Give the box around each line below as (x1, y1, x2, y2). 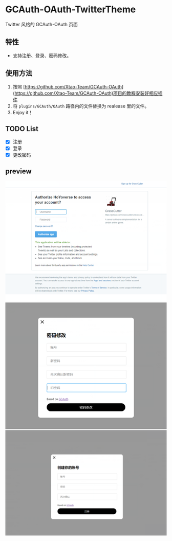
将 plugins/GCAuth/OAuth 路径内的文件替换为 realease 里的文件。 (12, 103, 149, 109)
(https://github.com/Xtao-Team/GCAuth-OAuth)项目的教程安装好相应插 (12, 90, 163, 96)
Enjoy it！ (12, 109, 33, 115)
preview (5, 167, 32, 175)
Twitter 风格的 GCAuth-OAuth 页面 (5, 21, 78, 27)
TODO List (5, 124, 38, 133)
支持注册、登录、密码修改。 (12, 52, 72, 59)
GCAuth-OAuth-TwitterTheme (5, 4, 136, 15)
